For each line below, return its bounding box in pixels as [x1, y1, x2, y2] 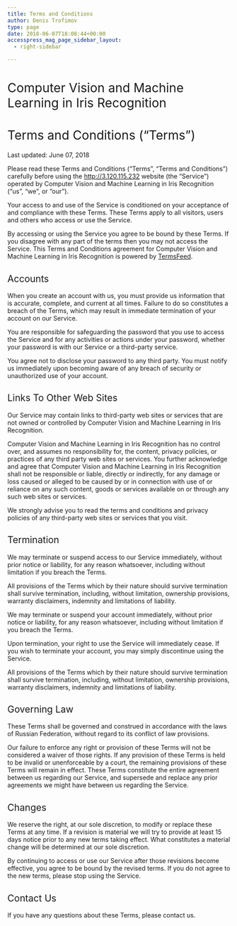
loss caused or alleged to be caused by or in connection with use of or [7, 477, 213, 486]
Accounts [7, 273, 50, 285]
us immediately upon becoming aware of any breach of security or [7, 364, 202, 372]
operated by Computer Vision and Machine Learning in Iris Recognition [7, 180, 214, 188]
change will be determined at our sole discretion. [7, 843, 150, 852]
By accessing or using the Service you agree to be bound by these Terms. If [7, 229, 229, 238]
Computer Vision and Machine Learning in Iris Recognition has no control [7, 440, 221, 448]
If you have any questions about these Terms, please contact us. [7, 911, 196, 919]
